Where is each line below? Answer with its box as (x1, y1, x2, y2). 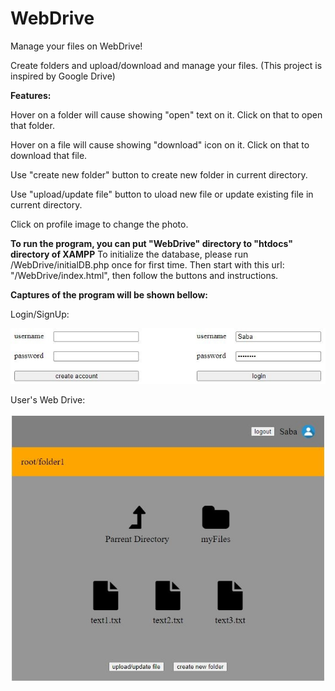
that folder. (10, 119, 55, 131)
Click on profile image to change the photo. (10, 218, 189, 230)
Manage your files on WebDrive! (10, 40, 143, 52)
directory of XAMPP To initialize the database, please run (10, 248, 249, 260)
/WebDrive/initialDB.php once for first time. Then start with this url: (10, 258, 285, 271)
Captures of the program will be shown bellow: (10, 288, 209, 301)
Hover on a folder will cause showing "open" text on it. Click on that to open (10, 108, 323, 121)
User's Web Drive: (10, 394, 86, 406)
